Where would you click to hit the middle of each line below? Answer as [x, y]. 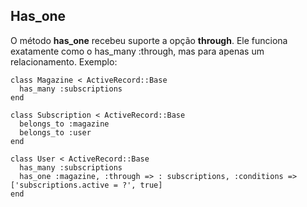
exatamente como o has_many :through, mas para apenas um [137, 51]
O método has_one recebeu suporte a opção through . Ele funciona [149, 40]
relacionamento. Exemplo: [64, 61]
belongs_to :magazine [64, 124]
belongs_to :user [55, 132]
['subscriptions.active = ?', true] [86, 185]
